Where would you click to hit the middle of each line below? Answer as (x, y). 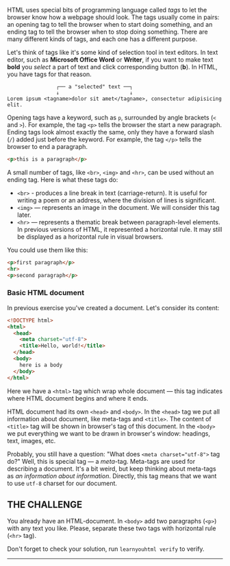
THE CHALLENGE (45, 505)
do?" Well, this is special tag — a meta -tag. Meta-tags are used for (101, 461)
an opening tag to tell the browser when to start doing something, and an (110, 24)
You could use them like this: (48, 250)
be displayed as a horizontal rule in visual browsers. (90, 237)
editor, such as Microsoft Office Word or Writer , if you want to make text (110, 60)
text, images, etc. (31, 440)
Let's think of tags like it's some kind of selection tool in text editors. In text (113, 52)
